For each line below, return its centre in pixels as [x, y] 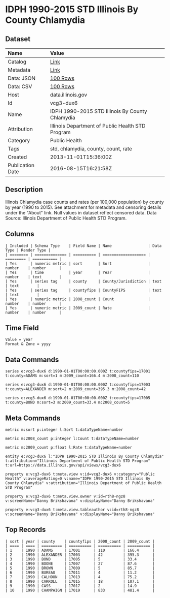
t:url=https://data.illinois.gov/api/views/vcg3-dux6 [63, 465]
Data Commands [32, 359]
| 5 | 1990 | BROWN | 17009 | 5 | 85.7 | [80, 568]
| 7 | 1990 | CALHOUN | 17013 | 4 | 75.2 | [80, 577]
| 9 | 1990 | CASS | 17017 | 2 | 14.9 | [80, 586]
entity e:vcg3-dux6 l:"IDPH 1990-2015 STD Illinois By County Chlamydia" [85, 457]
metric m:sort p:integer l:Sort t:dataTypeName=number [64, 430]
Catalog [17, 62]
